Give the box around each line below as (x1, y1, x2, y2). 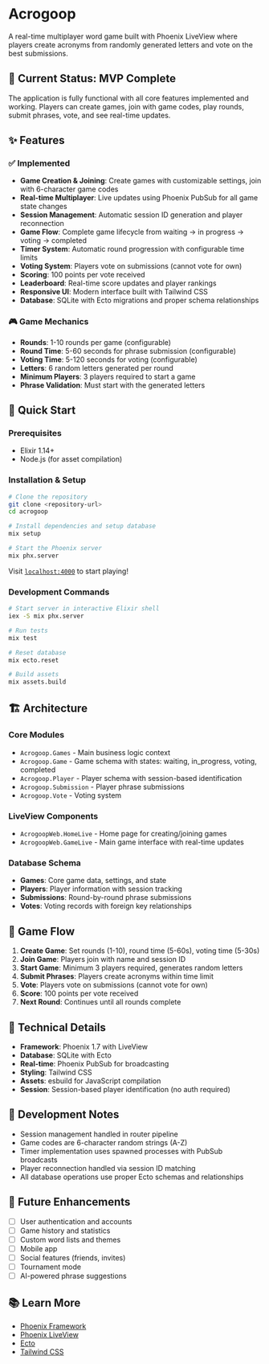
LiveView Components (8, 810, 99, 821)
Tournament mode (19, 1262, 82, 1272)
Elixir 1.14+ (19, 446, 55, 455)
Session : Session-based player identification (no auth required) (19, 1085, 231, 1095)
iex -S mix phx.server (8, 612, 84, 620)
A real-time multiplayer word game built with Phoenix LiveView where (8, 31, 238, 41)
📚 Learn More (8, 1296, 81, 1309)
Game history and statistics (19, 1226, 111, 1235)
